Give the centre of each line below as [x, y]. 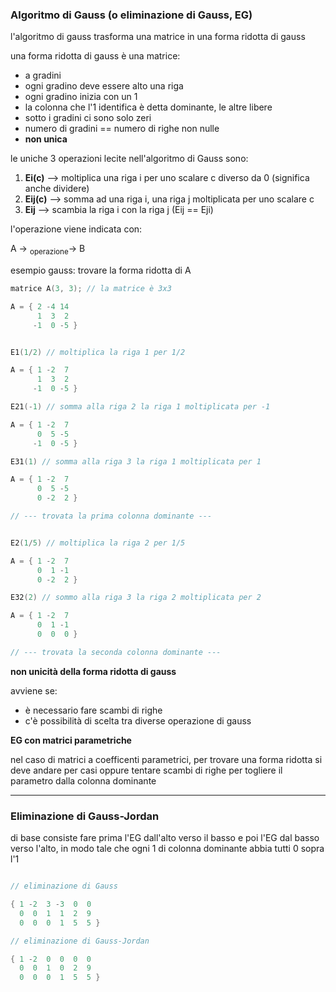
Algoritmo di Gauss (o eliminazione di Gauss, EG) [131, 15]
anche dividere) [57, 189]
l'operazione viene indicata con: [76, 229]
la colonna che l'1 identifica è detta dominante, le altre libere [148, 107]
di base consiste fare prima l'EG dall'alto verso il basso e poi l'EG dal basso [165, 838]
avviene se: [34, 690]
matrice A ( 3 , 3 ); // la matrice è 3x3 [91, 289]
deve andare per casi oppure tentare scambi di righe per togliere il [146, 770]
